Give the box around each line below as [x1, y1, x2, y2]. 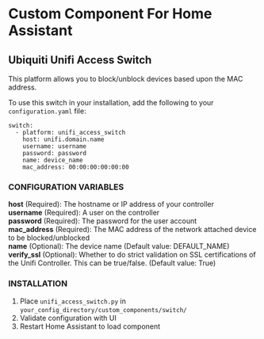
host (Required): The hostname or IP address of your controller [8, 200, 214, 209]
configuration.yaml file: [8, 106, 86, 116]
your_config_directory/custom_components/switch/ [19, 306, 188, 314]
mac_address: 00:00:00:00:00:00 [22, 163, 129, 171]
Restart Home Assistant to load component [19, 322, 161, 331]
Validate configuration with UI [19, 313, 117, 322]
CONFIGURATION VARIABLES [8, 181, 124, 192]
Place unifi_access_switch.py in [19, 296, 127, 306]
